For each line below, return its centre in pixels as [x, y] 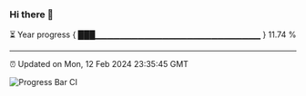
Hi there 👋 [32, 14]
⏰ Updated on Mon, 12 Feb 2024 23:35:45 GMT [99, 64]
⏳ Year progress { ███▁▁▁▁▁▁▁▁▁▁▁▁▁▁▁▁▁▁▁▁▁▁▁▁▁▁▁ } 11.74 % [153, 34]
